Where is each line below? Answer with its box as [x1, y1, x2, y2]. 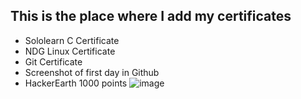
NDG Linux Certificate [24, 45, 116, 57]
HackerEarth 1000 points [24, 77, 128, 89]
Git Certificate [24, 55, 83, 68]
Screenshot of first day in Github [24, 66, 160, 78]
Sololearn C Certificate [24, 34, 120, 46]
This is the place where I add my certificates [10, 8, 292, 25]
